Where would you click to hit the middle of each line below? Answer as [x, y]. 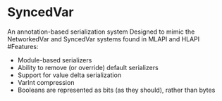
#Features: [23, 46]
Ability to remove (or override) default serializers [88, 67]
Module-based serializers [55, 60]
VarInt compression [46, 82]
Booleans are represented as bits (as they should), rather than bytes [116, 90]
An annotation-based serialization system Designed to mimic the [101, 32]
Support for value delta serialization [69, 75]
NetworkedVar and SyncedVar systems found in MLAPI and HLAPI [104, 39]
